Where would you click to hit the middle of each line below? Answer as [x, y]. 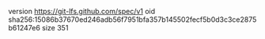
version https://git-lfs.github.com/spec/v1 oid [82, 11]
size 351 [55, 28]
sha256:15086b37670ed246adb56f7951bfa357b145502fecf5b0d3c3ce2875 [132, 19]
